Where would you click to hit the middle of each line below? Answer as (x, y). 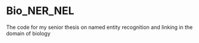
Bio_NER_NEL (40, 11)
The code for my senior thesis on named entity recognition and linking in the (99, 27)
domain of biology (28, 33)
